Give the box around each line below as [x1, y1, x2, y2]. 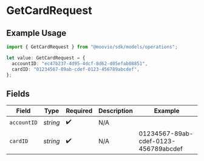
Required [66, 107, 93, 115]
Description [98, 107, 134, 115]
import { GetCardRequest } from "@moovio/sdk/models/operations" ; [6, 44, 178, 50]
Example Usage [6, 28, 67, 38]
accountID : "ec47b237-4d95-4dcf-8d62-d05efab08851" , [12, 60, 148, 67]
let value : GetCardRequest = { [6, 55, 86, 61]
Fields [6, 89, 30, 99]
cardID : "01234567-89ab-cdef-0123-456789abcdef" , [12, 66, 140, 72]
